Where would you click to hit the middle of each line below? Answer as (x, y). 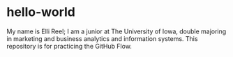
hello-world (41, 12)
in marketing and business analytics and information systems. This (102, 38)
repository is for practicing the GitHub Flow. (69, 46)
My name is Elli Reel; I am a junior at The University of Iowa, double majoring (116, 31)
